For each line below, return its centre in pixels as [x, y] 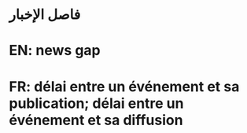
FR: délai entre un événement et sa [124, 86]
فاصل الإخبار [45, 15]
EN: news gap [55, 51]
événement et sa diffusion [96, 120]
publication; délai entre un [96, 103]
